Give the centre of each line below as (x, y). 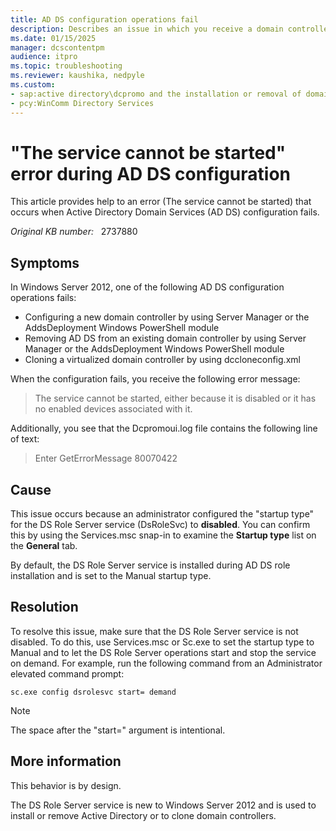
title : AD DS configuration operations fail (104, 19)
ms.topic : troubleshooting (66, 66)
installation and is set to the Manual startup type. (111, 576)
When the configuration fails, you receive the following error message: (155, 379)
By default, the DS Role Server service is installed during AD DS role (150, 565)
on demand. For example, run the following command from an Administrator (166, 663)
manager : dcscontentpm (57, 47)
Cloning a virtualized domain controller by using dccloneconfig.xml (162, 360)
